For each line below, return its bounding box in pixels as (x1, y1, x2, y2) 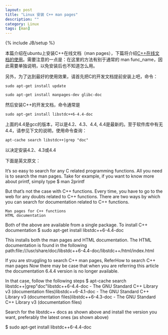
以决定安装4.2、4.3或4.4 (5, 147, 56, 153)
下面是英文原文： (5, 158, 41, 164)
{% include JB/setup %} (5, 40, 55, 46)
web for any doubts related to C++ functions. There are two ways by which (5, 194, 160, 200)
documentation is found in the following (5, 242, 87, 248)
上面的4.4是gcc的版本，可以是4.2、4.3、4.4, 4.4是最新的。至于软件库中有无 (5, 121, 163, 127)
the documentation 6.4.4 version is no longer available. (5, 268, 119, 274)
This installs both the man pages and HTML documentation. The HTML (5, 237, 152, 243)
